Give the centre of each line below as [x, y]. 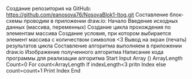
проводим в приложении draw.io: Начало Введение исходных [101, 21]
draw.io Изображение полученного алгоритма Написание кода [85, 52]
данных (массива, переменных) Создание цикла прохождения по [88, 27]
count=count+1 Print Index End [43, 71]
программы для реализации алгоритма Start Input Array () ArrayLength [95, 58]
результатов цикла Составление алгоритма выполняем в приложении [94, 46]
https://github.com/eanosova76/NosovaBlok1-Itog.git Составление [87, 15]
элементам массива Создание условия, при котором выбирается [89, 33]
